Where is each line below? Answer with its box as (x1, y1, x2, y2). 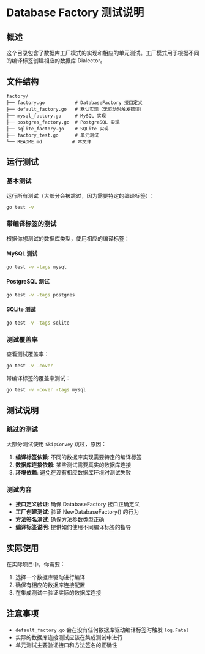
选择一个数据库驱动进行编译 (15, 573, 86, 581)
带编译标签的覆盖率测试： (6, 375, 71, 382)
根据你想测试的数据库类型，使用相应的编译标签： (6, 235, 130, 242)
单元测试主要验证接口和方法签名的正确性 (15, 641, 117, 648)
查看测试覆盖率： (6, 350, 50, 358)
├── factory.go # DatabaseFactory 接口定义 (6, 99, 143, 106)
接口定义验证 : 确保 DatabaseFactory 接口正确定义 (15, 500, 140, 508)
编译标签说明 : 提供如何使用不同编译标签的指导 (15, 523, 132, 530)
